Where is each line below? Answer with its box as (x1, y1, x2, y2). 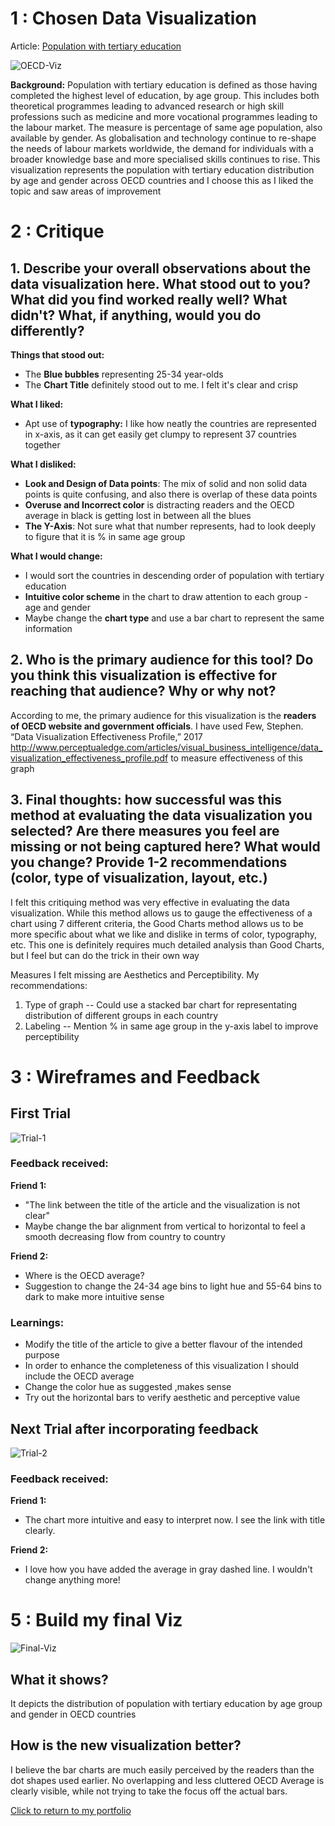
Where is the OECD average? (24, 1269, 145, 1281)
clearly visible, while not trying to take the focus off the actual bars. (10, 1785, 288, 1797)
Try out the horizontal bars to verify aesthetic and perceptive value (24, 1392, 301, 1404)
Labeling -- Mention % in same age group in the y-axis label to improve (24, 1020, 319, 1032)
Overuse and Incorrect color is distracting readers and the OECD (24, 498, 295, 511)
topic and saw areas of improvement (10, 185, 162, 197)
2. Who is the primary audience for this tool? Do (10, 652, 314, 669)
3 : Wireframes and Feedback (10, 1065, 261, 1088)
